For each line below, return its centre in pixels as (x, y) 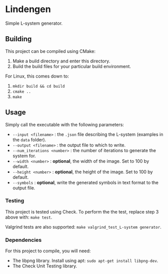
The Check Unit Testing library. (45, 266)
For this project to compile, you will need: (48, 251)
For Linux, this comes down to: (37, 76)
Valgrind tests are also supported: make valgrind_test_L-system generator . (83, 227)
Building (18, 39)
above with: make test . (29, 217)
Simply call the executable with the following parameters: (65, 124)
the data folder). (29, 140)
